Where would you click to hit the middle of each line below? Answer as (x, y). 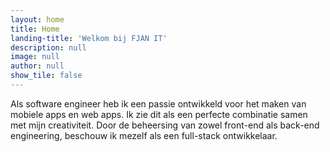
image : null (35, 57)
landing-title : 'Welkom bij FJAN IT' (89, 38)
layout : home (37, 19)
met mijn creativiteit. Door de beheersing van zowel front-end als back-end (165, 125)
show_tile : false (46, 76)
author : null (37, 66)
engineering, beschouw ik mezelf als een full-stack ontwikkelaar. (144, 135)
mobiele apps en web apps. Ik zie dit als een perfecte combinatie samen (159, 114)
